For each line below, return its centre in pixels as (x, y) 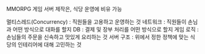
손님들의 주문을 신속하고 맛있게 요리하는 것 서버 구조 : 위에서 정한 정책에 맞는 (98, 37)
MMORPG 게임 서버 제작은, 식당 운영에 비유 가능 (64, 9)
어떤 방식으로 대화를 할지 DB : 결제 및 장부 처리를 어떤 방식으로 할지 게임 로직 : (106, 29)
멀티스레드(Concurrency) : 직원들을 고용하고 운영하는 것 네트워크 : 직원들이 (96, 22)
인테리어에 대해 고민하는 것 (50, 45)
